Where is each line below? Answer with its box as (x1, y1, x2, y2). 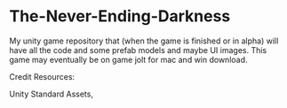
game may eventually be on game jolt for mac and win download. (9, 54, 248, 65)
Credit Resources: (9, 71, 76, 81)
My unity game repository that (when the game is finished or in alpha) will (9, 35, 279, 46)
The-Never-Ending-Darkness (9, 6, 231, 27)
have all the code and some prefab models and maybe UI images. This (9, 44, 267, 55)
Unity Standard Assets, (9, 89, 93, 99)
